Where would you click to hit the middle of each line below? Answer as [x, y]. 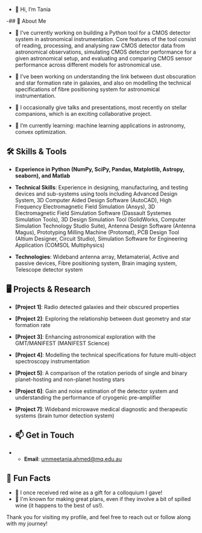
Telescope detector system [49, 269]
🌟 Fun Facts [29, 478]
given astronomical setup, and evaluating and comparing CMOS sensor [103, 58]
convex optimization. [41, 132]
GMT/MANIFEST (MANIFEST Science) [62, 343]
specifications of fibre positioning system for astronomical [87, 89]
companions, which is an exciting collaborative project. [83, 114]
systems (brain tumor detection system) [65, 415]
